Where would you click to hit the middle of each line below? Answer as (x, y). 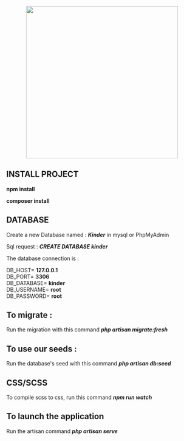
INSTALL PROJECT (43, 175)
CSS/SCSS (27, 383)
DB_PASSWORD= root (34, 296)
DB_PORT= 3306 (28, 277)
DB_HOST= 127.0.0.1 (32, 270)
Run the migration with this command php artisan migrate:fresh (87, 330)
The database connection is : (43, 258)
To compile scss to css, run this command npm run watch (79, 397)
